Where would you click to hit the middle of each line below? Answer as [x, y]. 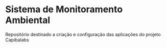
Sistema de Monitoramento [64, 9]
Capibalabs [17, 40]
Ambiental [28, 20]
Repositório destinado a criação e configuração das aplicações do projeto [83, 34]
